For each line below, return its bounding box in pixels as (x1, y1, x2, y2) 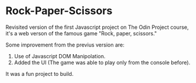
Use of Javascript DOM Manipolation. (14, 52, 106, 59)
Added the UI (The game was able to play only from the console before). (14, 59, 191, 66)
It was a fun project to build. (5, 70, 74, 77)
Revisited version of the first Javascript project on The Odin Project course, (5, 24, 190, 31)
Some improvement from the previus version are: (5, 41, 125, 48)
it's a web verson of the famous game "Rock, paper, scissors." (5, 29, 157, 36)
